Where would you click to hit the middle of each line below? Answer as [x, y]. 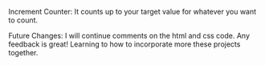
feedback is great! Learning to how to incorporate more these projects [124, 44]
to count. [23, 20]
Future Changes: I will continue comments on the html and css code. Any [129, 36]
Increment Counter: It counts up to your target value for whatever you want [132, 12]
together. [23, 53]
